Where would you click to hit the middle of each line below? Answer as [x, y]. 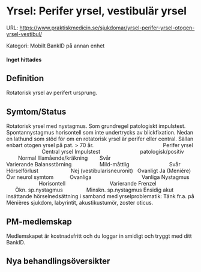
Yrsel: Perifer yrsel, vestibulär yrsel [97, 11]
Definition [25, 78]
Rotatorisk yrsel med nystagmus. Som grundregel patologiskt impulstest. [96, 126]
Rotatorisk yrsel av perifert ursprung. [52, 93]
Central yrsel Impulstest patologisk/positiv [113, 152]
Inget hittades [24, 59]
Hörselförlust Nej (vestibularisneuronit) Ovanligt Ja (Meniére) [98, 171]
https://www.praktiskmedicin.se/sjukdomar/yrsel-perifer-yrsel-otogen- [107, 28]
